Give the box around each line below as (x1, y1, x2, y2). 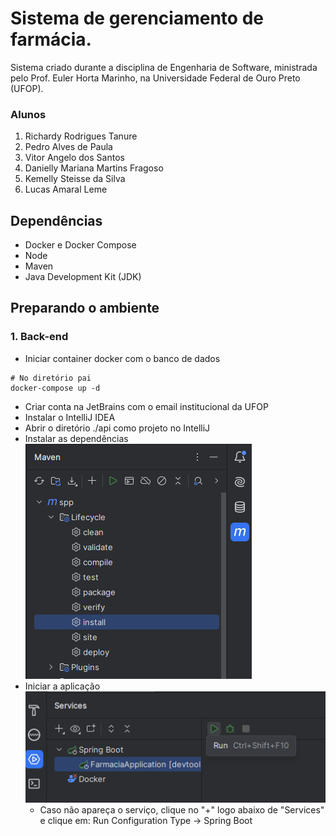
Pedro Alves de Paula (24, 141, 113, 153)
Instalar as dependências (24, 432, 129, 444)
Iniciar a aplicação (24, 680, 101, 692)
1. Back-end (10, 330, 69, 344)
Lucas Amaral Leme (24, 183, 108, 196)
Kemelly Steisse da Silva (24, 173, 126, 185)
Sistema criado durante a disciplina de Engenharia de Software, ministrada (10, 61, 318, 73)
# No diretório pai (10, 373, 92, 383)
